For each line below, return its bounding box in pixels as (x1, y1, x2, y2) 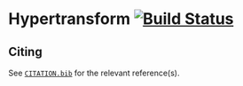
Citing (8, 44, 43, 59)
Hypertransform (8, 9, 130, 29)
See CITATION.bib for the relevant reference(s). (8, 67, 180, 78)
